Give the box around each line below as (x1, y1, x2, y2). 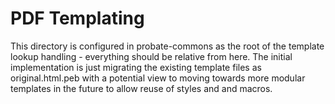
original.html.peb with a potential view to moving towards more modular (10, 72, 306, 84)
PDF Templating (10, 7, 145, 30)
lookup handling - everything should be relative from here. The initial (10, 50, 293, 62)
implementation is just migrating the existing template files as (10, 61, 262, 73)
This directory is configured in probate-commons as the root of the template (10, 40, 325, 52)
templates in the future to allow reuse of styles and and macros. (10, 82, 273, 94)
